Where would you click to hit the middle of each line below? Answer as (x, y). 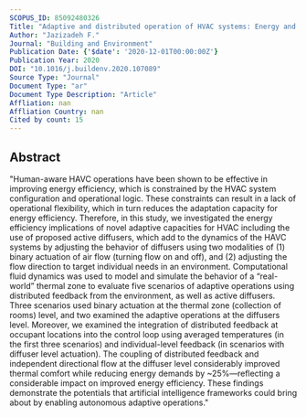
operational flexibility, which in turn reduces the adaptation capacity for (144, 208)
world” (22, 285)
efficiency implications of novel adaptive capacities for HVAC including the (150, 227)
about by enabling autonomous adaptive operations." (109, 402)
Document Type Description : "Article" (83, 94)
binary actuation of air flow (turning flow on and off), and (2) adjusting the (148, 256)
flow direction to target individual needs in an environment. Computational (149, 266)
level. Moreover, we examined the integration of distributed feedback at (144, 325)
